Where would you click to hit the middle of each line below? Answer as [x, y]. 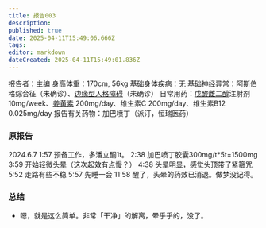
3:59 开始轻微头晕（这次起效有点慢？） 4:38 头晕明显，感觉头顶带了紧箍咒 [130, 164]
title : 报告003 [32, 15]
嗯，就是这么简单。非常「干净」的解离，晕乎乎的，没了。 [114, 216]
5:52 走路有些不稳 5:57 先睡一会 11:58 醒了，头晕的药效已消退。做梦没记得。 [133, 175]
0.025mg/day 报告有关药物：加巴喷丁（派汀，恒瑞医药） [100, 113]
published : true [35, 30]
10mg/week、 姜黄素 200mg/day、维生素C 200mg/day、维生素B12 [117, 103]
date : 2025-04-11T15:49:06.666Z [62, 38]
